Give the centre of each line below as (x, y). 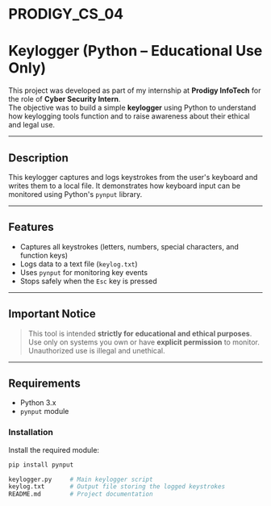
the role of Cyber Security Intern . (65, 99)
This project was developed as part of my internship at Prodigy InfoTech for (135, 90)
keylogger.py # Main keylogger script (81, 479)
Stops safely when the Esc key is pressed (88, 281)
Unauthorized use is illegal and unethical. (96, 350)
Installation (31, 433)
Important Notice (52, 314)
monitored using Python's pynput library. (75, 194)
